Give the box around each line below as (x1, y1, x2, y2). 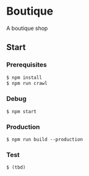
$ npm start (6, 108, 37, 114)
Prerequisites (6, 61, 47, 69)
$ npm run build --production (6, 136, 84, 142)
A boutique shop (6, 24, 48, 32)
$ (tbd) (6, 164, 26, 170)
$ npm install (6, 75, 43, 81)
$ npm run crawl (6, 80, 48, 86)
